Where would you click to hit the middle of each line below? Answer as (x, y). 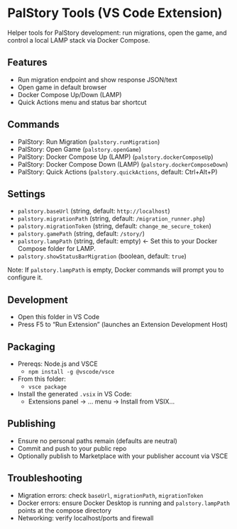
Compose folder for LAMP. (56, 249)
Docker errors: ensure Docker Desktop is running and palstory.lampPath (124, 503)
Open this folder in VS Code (59, 317)
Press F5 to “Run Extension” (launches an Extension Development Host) (123, 325)
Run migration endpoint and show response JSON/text (97, 79)
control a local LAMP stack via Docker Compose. (79, 40)
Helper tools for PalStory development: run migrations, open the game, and (117, 33)
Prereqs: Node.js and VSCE (57, 364)
